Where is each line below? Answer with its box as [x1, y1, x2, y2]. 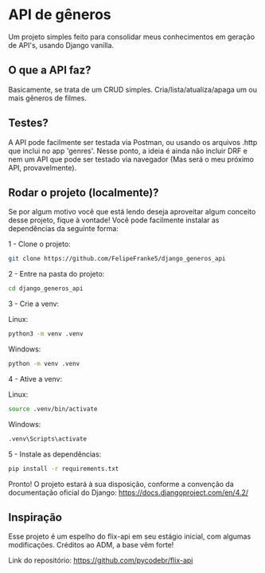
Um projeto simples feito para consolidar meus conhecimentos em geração [8, 32, 255, 41]
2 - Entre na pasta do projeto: [8, 269, 105, 279]
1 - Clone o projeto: [8, 239, 72, 249]
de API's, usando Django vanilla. [8, 40, 114, 49]
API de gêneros [8, 6, 111, 24]
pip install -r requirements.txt [8, 465, 119, 473]
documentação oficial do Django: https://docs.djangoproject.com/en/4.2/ [8, 488, 249, 497]
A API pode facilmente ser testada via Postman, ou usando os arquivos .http [8, 137, 258, 147]
